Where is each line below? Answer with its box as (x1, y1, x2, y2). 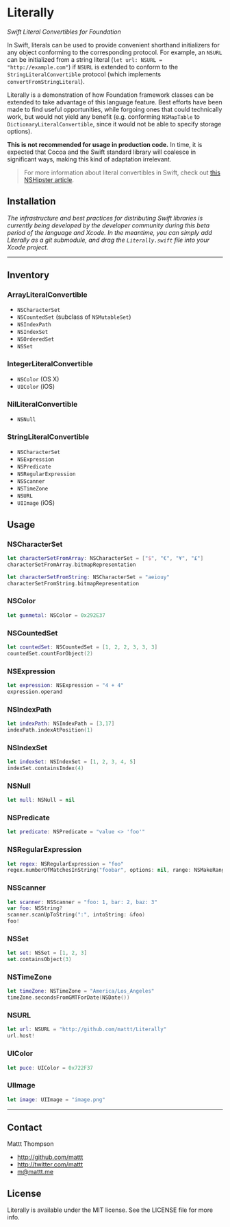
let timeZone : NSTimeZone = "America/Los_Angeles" (7, 988, 155, 995)
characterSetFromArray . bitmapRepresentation (7, 561, 136, 568)
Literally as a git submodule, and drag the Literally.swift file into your (7, 236, 210, 244)
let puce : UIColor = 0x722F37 (7, 1064, 94, 1071)
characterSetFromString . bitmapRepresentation (7, 580, 139, 587)
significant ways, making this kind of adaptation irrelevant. (7, 155, 172, 163)
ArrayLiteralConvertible (7, 290, 88, 300)
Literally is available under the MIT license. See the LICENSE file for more (7, 1206, 214, 1214)
